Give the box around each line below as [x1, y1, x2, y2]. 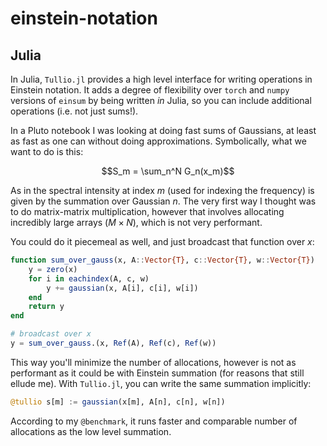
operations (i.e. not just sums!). [10, 105, 139, 117]
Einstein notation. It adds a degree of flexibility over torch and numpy [10, 84, 290, 96]
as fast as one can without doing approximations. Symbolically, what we [10, 135, 307, 147]
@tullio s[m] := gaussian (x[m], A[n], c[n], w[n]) [10, 397, 226, 407]
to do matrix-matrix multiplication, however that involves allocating [10, 206, 285, 217]
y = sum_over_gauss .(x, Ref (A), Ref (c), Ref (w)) [10, 338, 217, 348]
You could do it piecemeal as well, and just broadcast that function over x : [10, 236, 315, 247]
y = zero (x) [28, 264, 78, 274]
